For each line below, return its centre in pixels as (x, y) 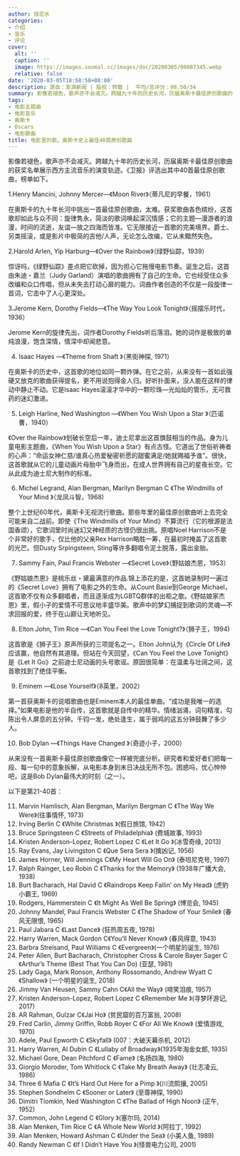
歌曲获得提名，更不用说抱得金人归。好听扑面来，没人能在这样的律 (136, 381)
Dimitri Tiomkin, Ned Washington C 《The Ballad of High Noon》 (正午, (119, 1101)
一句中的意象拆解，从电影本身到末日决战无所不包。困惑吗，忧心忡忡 (126, 767)
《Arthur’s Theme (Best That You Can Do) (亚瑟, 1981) (95, 964)
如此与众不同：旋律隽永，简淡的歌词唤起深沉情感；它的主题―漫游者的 (123, 218)
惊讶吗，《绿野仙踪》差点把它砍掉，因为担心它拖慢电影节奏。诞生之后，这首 (119, 267)
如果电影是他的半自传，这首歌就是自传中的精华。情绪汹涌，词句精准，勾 (126, 710)
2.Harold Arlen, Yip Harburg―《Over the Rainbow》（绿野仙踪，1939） (108, 251)
